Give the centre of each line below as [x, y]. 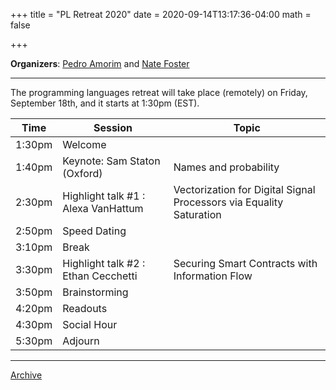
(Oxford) [82, 173]
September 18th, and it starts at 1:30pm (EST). [105, 103]
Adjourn [81, 341]
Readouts [85, 308]
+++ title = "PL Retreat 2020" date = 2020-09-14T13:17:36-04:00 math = [161, 14]
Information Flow [213, 276]
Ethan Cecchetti [100, 276]
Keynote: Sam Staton [111, 161]
